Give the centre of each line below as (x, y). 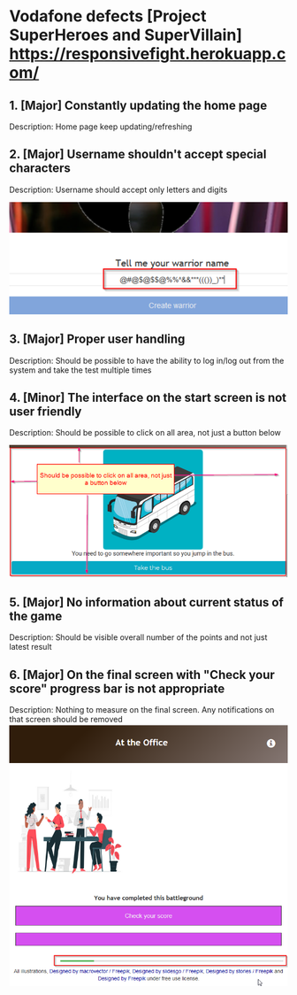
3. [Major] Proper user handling (97, 339)
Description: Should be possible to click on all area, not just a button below (145, 433)
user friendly (46, 411)
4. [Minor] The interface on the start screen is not (148, 397)
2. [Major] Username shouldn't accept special (138, 154)
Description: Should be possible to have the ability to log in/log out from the (147, 360)
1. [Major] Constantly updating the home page (138, 105)
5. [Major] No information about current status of (147, 602)
